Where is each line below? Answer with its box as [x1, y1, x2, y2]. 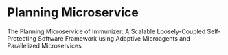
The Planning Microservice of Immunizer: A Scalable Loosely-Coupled [7, 27, 206, 35]
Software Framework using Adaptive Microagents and [37, 34, 191, 42]
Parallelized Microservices [7, 41, 82, 50]
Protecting [7, 34, 36, 42]
